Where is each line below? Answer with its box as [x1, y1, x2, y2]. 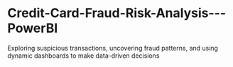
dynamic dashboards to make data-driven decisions [7, 51, 160, 60]
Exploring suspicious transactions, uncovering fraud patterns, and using [7, 43, 219, 52]
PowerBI [7, 20, 58, 36]
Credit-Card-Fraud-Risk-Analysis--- [7, 5, 227, 21]
